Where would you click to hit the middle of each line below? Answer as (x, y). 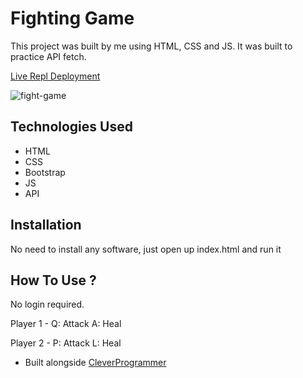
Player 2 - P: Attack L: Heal (66, 343)
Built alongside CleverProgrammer (95, 363)
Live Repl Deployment (55, 76)
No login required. (47, 304)
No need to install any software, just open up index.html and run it (146, 249)
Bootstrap (45, 172)
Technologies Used (71, 127)
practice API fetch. (48, 56)
